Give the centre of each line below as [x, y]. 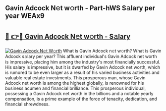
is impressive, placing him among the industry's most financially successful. [83, 62]
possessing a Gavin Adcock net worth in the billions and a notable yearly [79, 93]
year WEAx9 [25, 16]
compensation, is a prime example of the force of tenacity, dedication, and [81, 99]
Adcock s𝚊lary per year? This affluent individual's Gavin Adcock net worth [81, 56]
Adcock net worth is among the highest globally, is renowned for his [75, 83]
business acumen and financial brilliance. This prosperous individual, [76, 88]
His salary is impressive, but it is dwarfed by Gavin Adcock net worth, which [83, 67]
